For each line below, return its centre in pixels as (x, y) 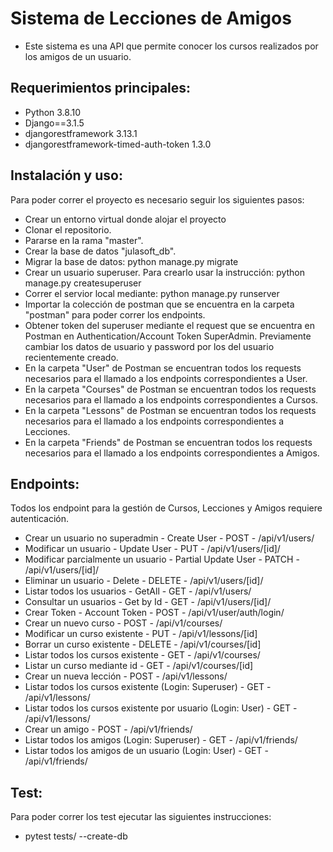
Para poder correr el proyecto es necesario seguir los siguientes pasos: (157, 199)
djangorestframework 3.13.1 (81, 133)
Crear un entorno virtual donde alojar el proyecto (125, 219)
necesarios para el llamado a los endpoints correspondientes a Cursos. (171, 399)
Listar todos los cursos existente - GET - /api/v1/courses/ (142, 655)
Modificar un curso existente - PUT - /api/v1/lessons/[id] (141, 634)
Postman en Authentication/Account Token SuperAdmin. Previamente (168, 336)
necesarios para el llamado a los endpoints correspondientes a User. (166, 378)
